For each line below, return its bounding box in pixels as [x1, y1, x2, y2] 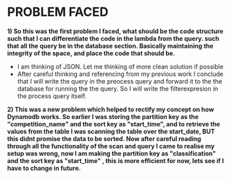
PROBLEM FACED [7, 4, 109, 20]
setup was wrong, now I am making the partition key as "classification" [7, 149, 216, 158]
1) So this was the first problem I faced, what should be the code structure [7, 27, 223, 35]
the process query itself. [17, 91, 87, 100]
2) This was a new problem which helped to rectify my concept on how [7, 105, 214, 113]
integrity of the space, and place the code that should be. [7, 49, 176, 57]
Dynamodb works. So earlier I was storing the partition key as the [7, 112, 199, 121]
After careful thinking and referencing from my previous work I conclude [17, 70, 223, 78]
